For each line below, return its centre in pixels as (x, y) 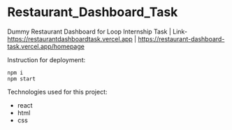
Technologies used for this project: (57, 92)
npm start (22, 79)
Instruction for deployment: (46, 59)
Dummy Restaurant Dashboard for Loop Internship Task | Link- (97, 31)
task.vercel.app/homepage (46, 46)
